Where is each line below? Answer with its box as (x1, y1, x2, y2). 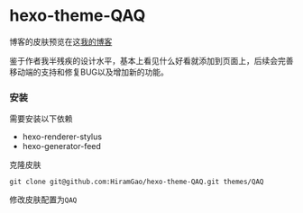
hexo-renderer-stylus (22, 131, 102, 142)
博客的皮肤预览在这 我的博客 (9, 36, 113, 47)
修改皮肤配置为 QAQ (9, 194, 78, 205)
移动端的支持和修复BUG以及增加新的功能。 (9, 67, 170, 77)
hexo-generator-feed (22, 141, 102, 152)
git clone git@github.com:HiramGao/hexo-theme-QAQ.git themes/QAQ (9, 177, 264, 187)
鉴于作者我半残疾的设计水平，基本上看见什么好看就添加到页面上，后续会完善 (9, 55, 294, 66)
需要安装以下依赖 (9, 113, 73, 124)
